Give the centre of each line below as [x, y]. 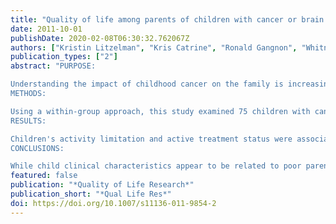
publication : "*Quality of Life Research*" [102, 185]
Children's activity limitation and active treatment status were [151, 139]
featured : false [44, 176]
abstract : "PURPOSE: [53, 66]
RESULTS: [28, 121]
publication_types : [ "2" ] [64, 57]
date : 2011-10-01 [46, 29]
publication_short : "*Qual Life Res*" [91, 194]
